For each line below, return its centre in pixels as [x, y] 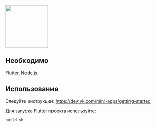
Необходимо [27, 61]
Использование [32, 89]
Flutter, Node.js [21, 73]
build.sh [15, 120]
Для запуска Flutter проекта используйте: [51, 111]
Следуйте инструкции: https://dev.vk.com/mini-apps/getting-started [78, 101]
